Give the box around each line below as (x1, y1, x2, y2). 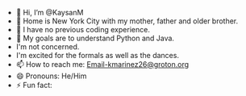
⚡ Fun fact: (15, 81, 52, 90)
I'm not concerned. (15, 42, 80, 52)
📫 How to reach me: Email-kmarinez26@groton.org (15, 60, 190, 69)
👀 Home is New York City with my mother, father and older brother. (15, 16, 239, 26)
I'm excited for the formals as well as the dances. (15, 51, 180, 60)
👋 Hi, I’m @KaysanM (15, 8, 84, 17)
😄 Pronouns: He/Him (15, 71, 87, 81)
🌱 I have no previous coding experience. (15, 25, 151, 34)
